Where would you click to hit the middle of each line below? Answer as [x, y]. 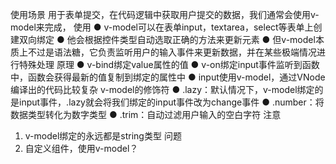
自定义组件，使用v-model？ [81, 148]
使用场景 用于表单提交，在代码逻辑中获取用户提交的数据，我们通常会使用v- [165, 14]
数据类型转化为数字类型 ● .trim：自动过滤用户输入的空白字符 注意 [146, 114]
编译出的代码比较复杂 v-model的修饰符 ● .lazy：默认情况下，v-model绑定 [162, 89]
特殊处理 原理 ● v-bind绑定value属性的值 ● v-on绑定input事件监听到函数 [169, 64]
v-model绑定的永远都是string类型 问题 [103, 136]
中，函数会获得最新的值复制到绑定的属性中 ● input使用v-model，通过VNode [168, 77]
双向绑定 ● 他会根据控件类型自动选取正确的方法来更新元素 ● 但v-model [167, 39]
